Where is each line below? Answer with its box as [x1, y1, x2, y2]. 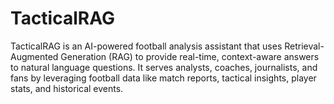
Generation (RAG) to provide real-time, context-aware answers [60, 50, 320, 62]
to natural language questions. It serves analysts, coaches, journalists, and [10, 61, 318, 73]
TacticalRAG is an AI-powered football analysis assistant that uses [10, 40, 283, 52]
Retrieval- [284, 40, 325, 52]
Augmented [10, 50, 59, 62]
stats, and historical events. [10, 82, 124, 94]
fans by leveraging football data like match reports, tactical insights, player [10, 72, 317, 84]
